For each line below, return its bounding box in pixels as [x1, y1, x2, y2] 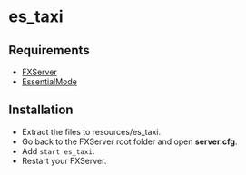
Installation [8, 102, 74, 118]
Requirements [8, 43, 90, 58]
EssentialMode [21, 76, 78, 87]
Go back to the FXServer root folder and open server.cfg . [21, 136, 238, 147]
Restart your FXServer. [21, 155, 107, 166]
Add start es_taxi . [21, 145, 95, 156]
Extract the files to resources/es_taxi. [21, 126, 161, 137]
